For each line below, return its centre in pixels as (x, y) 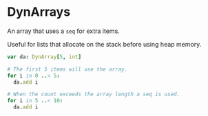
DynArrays (39, 12)
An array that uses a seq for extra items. (64, 31)
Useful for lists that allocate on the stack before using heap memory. (104, 44)
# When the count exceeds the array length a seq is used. (94, 94)
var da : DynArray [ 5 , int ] (44, 57)
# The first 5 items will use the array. (67, 69)
